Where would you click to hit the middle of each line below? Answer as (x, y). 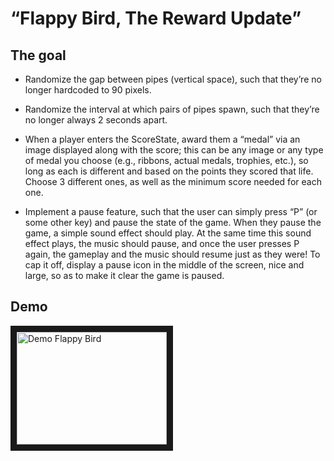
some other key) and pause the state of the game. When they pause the (173, 222)
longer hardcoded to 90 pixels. (88, 90)
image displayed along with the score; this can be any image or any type (174, 150)
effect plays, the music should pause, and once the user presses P (162, 243)
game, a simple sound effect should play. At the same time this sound (168, 233)
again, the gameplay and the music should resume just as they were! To (172, 254)
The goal (38, 55)
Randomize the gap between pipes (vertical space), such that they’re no (173, 79)
